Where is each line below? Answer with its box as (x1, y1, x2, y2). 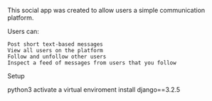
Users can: (7, 28, 39, 35)
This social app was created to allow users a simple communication (7, 6, 206, 14)
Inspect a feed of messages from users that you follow (7, 59, 176, 66)
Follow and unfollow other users (7, 53, 107, 60)
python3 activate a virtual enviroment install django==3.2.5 (7, 85, 181, 94)
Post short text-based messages (7, 41, 103, 48)
